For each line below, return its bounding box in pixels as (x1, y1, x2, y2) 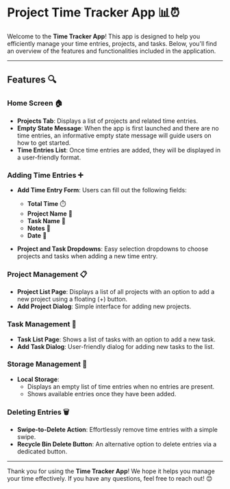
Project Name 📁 (27, 209, 73, 218)
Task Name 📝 (27, 216, 66, 225)
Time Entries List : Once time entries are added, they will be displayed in (16, 146, 221, 154)
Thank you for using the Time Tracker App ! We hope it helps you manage (7, 467, 216, 475)
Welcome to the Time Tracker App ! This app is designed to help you (7, 32, 201, 41)
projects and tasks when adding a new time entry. (16, 251, 158, 260)
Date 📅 (27, 231, 47, 240)
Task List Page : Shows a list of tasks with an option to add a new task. (16, 335, 216, 343)
